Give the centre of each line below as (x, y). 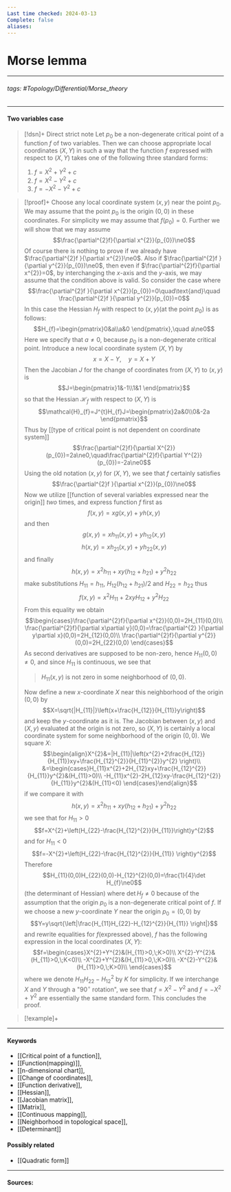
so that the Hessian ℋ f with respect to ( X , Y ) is (90, 400)
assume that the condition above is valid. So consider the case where (122, 280)
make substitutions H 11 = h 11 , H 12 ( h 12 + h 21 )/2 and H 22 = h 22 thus (115, 585)
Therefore (38, 865)
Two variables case (35, 119)
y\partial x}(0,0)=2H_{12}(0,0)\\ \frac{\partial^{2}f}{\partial (114, 635)
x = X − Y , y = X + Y (124, 359)
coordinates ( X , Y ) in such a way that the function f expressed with (118, 150)
